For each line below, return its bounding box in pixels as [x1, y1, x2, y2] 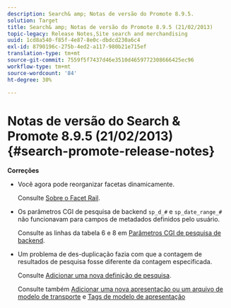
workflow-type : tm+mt [7, 63, 71, 70]
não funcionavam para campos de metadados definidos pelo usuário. [17, 215, 220, 224]
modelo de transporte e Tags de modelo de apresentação [17, 292, 186, 301]
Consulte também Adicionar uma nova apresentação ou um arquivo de [17, 285, 224, 294]
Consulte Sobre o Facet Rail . [17, 194, 101, 203]
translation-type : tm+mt [7, 50, 81, 57]
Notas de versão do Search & [7, 113, 181, 129]
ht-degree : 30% [7, 76, 52, 84]
